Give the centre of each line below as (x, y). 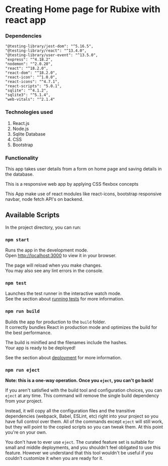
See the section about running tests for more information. (65, 299)
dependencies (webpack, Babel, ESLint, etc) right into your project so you (82, 416)
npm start (17, 240)
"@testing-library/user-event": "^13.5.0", (52, 55)
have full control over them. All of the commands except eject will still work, (84, 421)
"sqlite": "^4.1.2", (27, 91)
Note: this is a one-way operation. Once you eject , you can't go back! (79, 380)
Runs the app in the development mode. (47, 250)
